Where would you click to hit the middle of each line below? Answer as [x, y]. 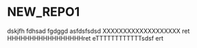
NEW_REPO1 [44, 12]
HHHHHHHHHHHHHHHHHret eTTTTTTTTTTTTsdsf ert [85, 38]
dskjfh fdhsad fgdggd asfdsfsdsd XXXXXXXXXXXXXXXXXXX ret [98, 31]
